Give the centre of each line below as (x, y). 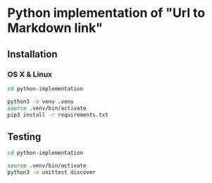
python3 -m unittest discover (52, 172)
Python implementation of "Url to (106, 13)
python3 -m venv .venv (40, 101)
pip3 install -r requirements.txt (58, 114)
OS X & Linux (30, 74)
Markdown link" (55, 28)
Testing (24, 137)
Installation (32, 54)
